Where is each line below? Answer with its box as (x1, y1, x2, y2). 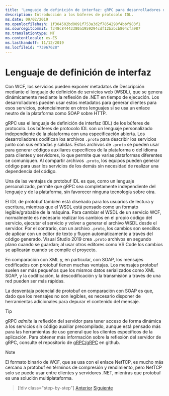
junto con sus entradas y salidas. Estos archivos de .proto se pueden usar (5, 141, 159, 147)
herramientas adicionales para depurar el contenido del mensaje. (5, 298, 140, 304)
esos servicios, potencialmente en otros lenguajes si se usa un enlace (5, 104, 150, 111)
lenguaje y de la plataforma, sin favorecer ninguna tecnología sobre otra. (5, 189, 156, 195)
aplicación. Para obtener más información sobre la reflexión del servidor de (5, 334, 161, 340)
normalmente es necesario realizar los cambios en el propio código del (5, 214, 152, 220)
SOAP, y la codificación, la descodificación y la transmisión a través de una (5, 272, 161, 278)
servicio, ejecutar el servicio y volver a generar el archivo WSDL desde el (5, 220, 157, 226)
